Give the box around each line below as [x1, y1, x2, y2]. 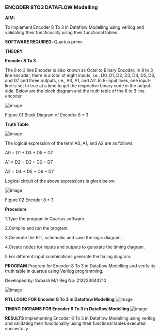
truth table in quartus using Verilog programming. [5, 268, 104, 274]
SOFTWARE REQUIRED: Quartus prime [5, 39, 83, 45]
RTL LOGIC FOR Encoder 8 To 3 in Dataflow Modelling [5, 297, 115, 302]
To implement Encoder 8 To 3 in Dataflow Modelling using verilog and [5, 24, 144, 30]
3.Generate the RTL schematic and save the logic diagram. [5, 235, 122, 241]
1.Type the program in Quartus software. [5, 216, 86, 222]
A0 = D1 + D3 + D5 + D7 [5, 150, 53, 156]
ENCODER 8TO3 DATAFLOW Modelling [5, 4, 98, 11]
